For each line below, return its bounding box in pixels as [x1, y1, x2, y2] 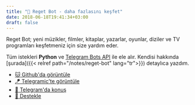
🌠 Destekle [14, 93, 41, 100]
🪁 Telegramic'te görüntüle [14, 78, 80, 85]
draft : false [6, 19, 38, 25]
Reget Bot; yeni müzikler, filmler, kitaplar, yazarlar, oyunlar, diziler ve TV [6, 36, 180, 43]
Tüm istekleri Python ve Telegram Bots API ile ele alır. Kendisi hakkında [6, 54, 179, 61]
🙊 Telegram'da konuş [14, 86, 67, 93]
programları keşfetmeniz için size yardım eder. [6, 42, 119, 49]
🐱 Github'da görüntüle [14, 71, 71, 78]
